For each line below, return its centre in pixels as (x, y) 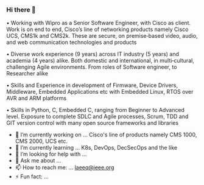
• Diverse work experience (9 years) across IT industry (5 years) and (93, 54)
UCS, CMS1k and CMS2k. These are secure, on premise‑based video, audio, (102, 36)
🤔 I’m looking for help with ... (51, 154)
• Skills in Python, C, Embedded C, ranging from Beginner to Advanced (95, 110)
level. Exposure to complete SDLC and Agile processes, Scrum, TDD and (97, 117)
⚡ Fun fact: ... (32, 176)
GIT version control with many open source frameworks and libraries (92, 123)
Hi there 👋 (21, 10)
